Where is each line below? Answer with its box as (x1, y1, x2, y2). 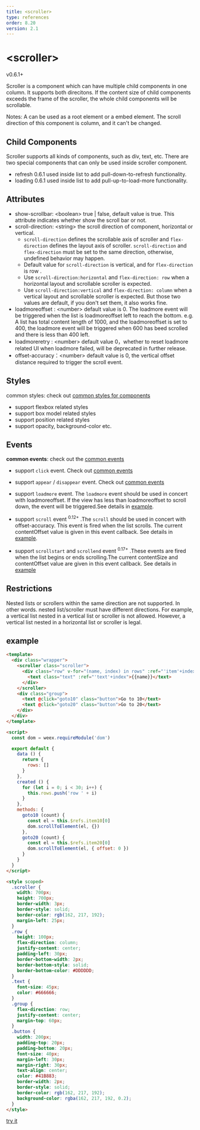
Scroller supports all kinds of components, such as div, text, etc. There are (6, 153, 189, 160)
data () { (17, 751, 42, 757)
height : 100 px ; (17, 934, 55, 940)
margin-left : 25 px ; (17, 917, 65, 924)
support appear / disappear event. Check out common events (14, 479, 165, 486)
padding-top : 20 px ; (17, 1040, 65, 1046)
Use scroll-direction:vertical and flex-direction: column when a (23, 286, 192, 294)
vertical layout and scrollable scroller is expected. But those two (23, 292, 181, 300)
